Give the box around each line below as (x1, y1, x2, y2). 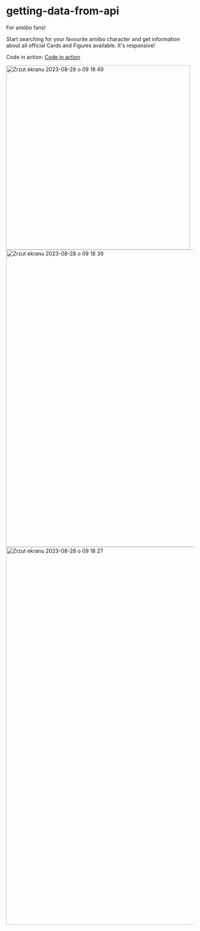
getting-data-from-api (6, 4, 120, 18)
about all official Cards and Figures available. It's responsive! (6, 42, 155, 49)
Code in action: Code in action (6, 53, 80, 60)
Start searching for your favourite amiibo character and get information (6, 35, 180, 42)
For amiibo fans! (6, 24, 46, 31)
